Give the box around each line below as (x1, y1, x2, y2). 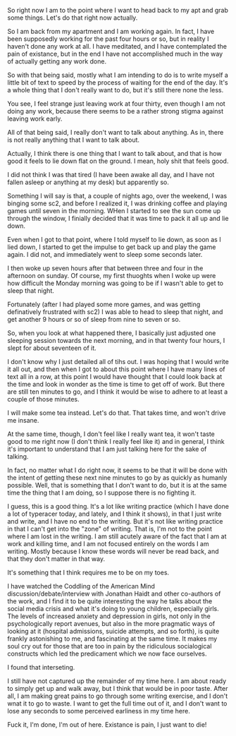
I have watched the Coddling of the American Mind (7, 582, 155, 590)
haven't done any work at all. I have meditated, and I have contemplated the (7, 42, 228, 50)
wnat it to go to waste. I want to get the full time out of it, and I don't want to (7, 699, 228, 708)
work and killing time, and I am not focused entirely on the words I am (7, 540, 209, 548)
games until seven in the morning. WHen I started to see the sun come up (7, 207, 221, 215)
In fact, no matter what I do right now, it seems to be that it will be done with (7, 466, 228, 474)
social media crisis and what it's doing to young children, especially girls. (7, 605, 220, 613)
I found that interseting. (7, 663, 75, 671)
